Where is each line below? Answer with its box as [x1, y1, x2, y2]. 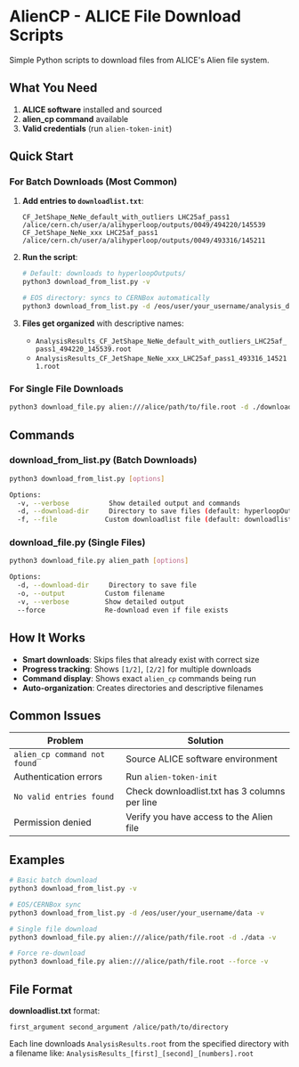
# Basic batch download [9, 876, 98, 885]
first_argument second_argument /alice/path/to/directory [9, 1022, 229, 1031]
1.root [35, 362, 61, 371]
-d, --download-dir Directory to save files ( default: [17, 507, 241, 516]
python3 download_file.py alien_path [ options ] [9, 557, 190, 566]
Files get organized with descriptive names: [21, 318, 184, 329]
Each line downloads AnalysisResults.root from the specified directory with [9, 1038, 289, 1048]
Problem [47, 735, 85, 747]
